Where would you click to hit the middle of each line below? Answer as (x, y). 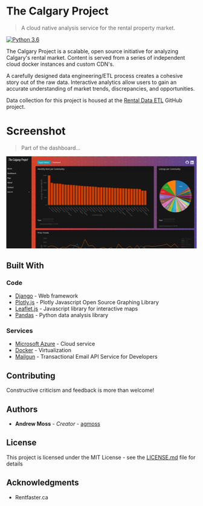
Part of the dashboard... (50, 148)
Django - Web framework (47, 296)
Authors (22, 409)
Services (20, 331)
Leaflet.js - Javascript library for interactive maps (76, 309)
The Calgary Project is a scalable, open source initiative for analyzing (92, 51)
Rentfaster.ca (31, 497)
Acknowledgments (43, 483)
